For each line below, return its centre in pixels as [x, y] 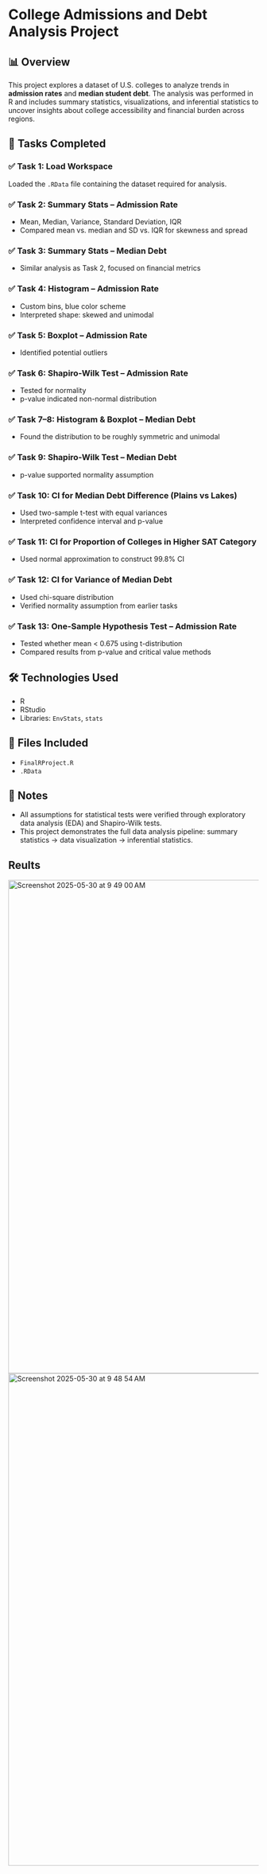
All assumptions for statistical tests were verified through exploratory [133, 815]
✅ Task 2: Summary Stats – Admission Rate [93, 205]
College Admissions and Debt [108, 15]
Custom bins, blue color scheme [73, 306]
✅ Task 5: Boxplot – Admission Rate [78, 335]
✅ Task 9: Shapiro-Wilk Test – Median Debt [93, 458]
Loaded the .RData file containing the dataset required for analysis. [118, 184]
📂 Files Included [48, 743]
